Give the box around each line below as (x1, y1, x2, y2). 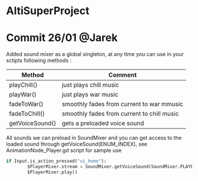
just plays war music (61, 90, 119, 98)
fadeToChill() (9, 110, 45, 118)
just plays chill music (61, 81, 120, 89)
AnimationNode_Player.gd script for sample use (6, 147, 122, 154)
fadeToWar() (9, 100, 44, 108)
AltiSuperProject (6, 4, 90, 18)
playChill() (9, 81, 38, 89)
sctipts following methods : (6, 57, 72, 64)
